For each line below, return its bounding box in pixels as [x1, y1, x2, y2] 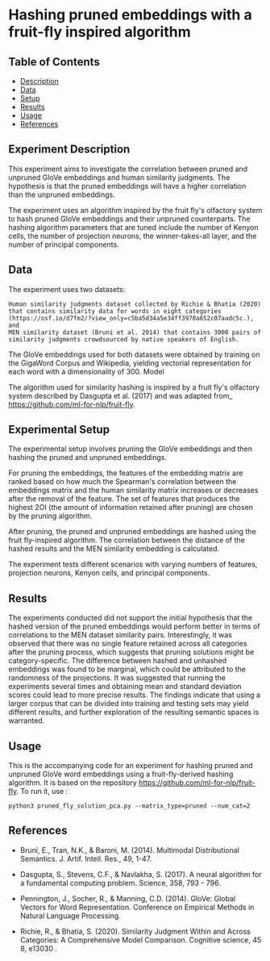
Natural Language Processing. [19, 910, 121, 921]
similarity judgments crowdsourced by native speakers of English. [8, 335, 240, 344]
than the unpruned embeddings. [8, 190, 115, 199]
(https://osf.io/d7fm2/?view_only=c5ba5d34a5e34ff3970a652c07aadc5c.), [8, 314, 254, 322]
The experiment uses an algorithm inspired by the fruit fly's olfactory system [8, 205, 263, 215]
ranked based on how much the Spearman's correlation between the [8, 477, 237, 487]
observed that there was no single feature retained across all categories [8, 639, 247, 649]
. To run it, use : [15, 787, 69, 796]
